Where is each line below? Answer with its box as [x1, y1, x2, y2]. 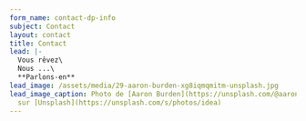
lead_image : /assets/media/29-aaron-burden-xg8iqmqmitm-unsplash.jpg [9, 81, 280, 90]
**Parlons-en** [17, 73, 76, 82]
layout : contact [9, 30, 71, 39]
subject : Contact [9, 22, 76, 31]
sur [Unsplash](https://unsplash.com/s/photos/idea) [17, 97, 222, 107]
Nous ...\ [17, 65, 55, 74]
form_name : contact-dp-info [9, 13, 117, 23]
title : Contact [9, 38, 67, 48]
